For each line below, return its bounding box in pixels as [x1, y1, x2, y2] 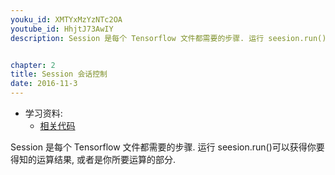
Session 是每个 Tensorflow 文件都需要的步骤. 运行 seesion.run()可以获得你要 [10, 141, 325, 153]
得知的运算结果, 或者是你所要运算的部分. [10, 154, 177, 165]
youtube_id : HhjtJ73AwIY [10, 24, 114, 34]
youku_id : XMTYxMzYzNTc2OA [10, 14, 123, 25]
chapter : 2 [10, 60, 56, 70]
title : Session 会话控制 [10, 69, 108, 80]
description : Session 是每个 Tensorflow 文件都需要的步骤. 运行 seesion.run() [10, 33, 327, 43]
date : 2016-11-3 [10, 79, 78, 89]
